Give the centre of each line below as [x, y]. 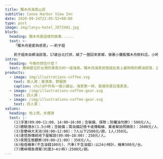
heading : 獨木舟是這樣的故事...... [42, 37]
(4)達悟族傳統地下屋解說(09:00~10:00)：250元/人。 [61, 136]
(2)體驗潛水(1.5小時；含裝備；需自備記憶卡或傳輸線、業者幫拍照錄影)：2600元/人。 [88, 127]
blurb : [12, 32]
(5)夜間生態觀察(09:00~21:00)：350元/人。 [54, 140]
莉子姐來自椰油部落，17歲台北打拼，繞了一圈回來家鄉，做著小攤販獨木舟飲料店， [83, 55]
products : [15, 73]
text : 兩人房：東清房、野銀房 [40, 81]
